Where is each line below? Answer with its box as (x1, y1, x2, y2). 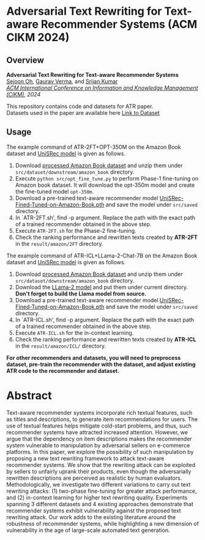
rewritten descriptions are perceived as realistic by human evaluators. (6, 474, 182, 482)
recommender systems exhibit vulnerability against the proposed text (6, 507, 182, 514)
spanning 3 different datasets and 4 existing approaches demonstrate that (6, 500, 194, 507)
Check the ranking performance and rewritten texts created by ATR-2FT (15, 233, 198, 241)
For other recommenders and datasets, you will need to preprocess (6, 354, 181, 361)
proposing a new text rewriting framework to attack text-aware (6, 455, 165, 462)
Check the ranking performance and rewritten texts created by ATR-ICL (15, 335, 196, 343)
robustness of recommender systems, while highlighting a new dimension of (6, 520, 199, 527)
